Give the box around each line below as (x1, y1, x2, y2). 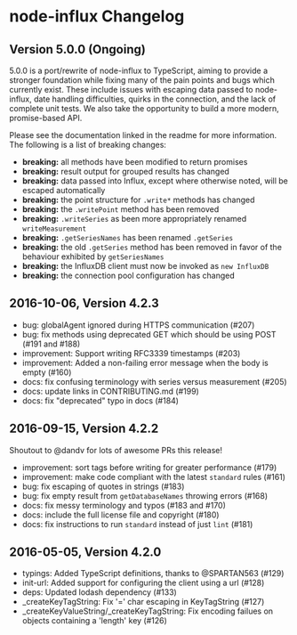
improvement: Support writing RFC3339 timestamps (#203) (21, 347, 241, 358)
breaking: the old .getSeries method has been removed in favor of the (21, 242, 283, 252)
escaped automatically (21, 185, 106, 195)
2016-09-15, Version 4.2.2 (9, 421, 159, 436)
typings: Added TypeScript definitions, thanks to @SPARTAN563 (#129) (21, 568, 285, 579)
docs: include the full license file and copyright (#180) (21, 509, 220, 520)
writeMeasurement (21, 224, 87, 233)
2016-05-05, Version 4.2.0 (9, 545, 162, 560)
